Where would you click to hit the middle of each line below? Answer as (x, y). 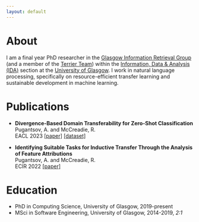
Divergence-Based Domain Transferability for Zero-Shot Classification (104, 123)
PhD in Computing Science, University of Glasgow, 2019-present (94, 207)
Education (32, 190)
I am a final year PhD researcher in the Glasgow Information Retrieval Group (99, 58)
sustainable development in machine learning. (62, 83)
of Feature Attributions (43, 153)
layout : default (26, 12)
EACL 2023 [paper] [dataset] (50, 136)
